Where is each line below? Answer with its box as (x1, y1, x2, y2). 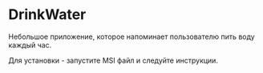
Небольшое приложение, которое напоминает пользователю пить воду (8, 32, 255, 41)
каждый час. (8, 40, 52, 49)
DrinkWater (8, 6, 87, 24)
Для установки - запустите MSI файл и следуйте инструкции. (8, 56, 219, 65)
